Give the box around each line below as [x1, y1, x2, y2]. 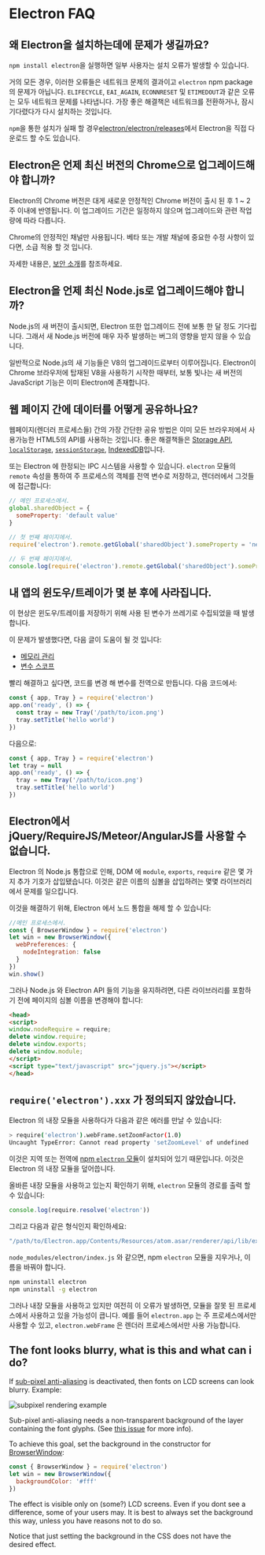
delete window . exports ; [9, 1040, 87, 1048]
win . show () [9, 970, 45, 978]
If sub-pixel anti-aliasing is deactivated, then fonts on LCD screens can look [9, 1377, 255, 1386]
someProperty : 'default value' [16, 512, 119, 520]
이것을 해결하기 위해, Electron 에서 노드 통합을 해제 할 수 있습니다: [9, 903, 212, 913]
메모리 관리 [20, 652, 55, 661]
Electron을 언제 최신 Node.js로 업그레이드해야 [9, 285, 223, 298]
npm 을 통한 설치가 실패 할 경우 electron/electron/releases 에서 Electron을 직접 [9, 124, 247, 132]
